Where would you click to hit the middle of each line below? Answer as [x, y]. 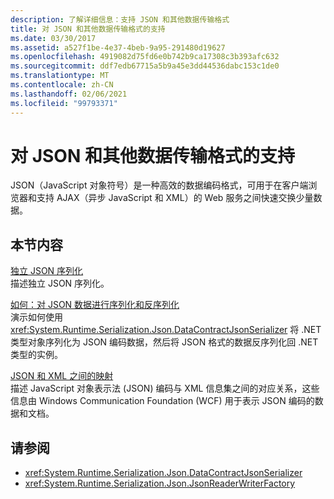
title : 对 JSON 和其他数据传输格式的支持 [88, 29]
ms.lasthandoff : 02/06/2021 [69, 94]
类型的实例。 [36, 355]
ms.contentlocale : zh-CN [62, 85]
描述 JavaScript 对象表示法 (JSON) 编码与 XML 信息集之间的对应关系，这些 [165, 388]
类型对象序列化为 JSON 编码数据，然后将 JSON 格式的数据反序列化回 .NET [164, 342]
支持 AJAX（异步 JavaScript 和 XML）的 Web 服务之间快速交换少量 [175, 198]
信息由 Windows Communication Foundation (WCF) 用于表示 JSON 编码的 [162, 401]
